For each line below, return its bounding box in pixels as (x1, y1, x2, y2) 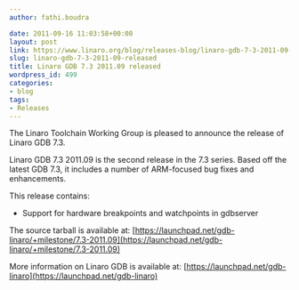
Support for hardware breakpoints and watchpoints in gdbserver (21, 208, 259, 219)
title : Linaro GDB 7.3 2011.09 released (9, 62, 162, 71)
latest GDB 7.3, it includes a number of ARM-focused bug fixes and (9, 164, 255, 174)
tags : (9, 95, 29, 104)
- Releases (9, 103, 50, 112)
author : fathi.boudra (9, 12, 90, 22)
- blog (9, 86, 34, 96)
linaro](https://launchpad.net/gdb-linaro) (9, 270, 158, 281)
